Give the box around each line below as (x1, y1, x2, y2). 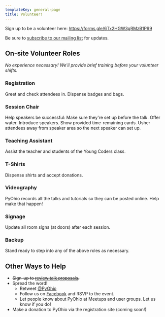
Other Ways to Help (5, 262, 66, 270)
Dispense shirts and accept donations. (5, 172, 83, 178)
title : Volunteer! (5, 12, 43, 17)
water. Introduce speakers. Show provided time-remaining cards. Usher (5, 119, 151, 126)
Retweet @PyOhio (19, 285, 57, 291)
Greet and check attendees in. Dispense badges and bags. (5, 91, 125, 97)
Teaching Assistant (5, 137, 53, 144)
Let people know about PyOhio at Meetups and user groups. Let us (19, 296, 156, 302)
